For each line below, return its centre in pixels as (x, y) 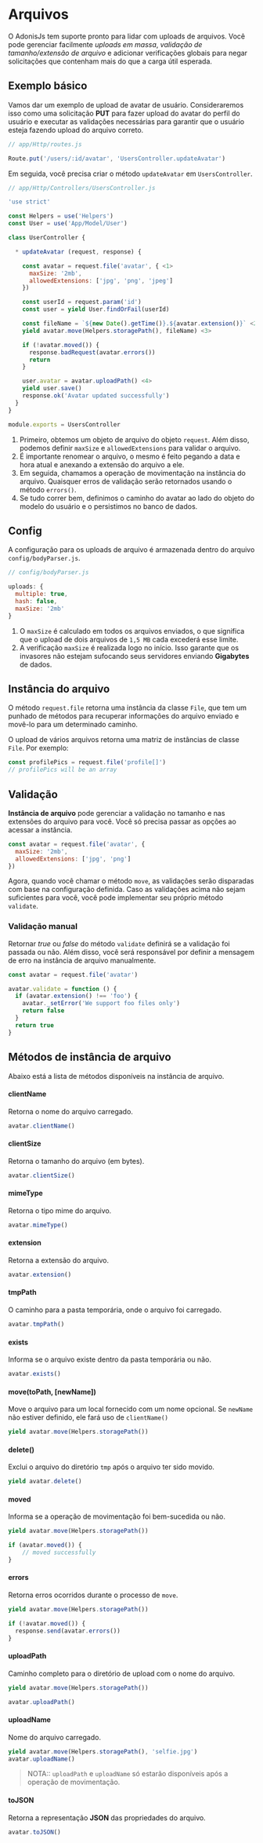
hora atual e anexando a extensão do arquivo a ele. (102, 464)
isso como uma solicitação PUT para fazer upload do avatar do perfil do (124, 113)
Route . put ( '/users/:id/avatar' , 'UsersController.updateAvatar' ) (117, 159)
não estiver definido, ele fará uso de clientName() (88, 1417)
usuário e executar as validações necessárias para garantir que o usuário (126, 121)
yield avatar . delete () (45, 1482)
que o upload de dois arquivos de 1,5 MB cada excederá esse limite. (129, 639)
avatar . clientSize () (42, 1176)
